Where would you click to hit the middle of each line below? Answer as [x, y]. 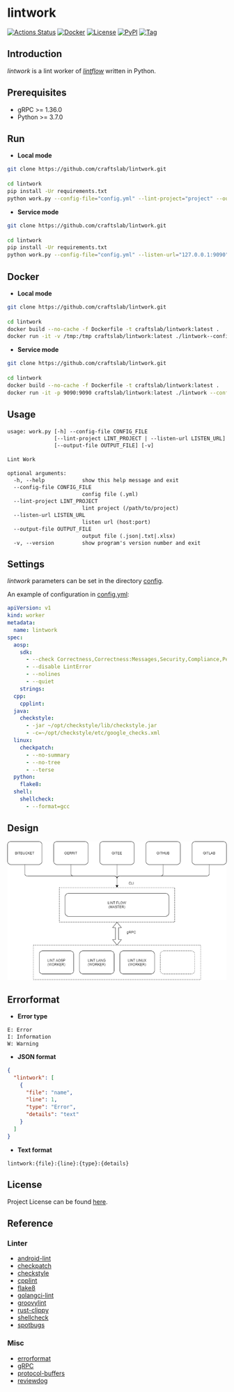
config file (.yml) [110, 494]
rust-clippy [33, 1310]
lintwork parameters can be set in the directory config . [85, 581]
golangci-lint [36, 1296]
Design [23, 828]
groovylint [32, 1303]
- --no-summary [48, 755]
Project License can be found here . [57, 1201]
